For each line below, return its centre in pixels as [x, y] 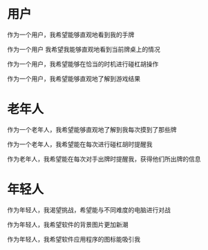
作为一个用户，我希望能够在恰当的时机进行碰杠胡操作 [83, 64]
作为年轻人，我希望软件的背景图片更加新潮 [68, 224]
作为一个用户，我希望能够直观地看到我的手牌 [71, 35]
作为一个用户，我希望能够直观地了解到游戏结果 [74, 78]
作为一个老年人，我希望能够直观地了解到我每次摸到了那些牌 [92, 129]
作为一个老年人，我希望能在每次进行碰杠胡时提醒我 [80, 144]
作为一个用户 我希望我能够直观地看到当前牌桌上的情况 [84, 49]
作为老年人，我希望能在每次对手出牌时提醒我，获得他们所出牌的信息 [104, 159]
